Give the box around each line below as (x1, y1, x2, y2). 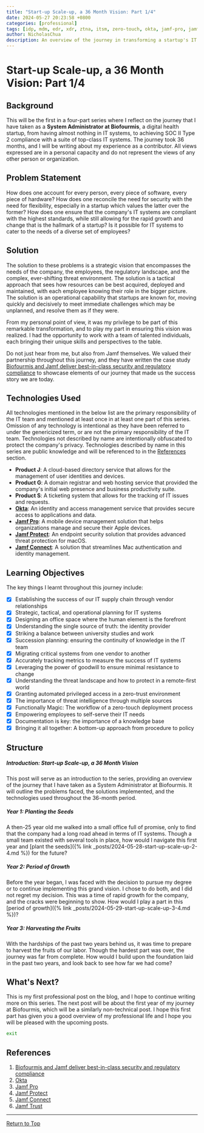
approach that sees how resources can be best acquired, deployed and (6, 281, 185, 288)
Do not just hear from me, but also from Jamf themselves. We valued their (6, 350, 191, 357)
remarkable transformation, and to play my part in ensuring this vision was (6, 325, 192, 332)
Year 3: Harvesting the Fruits (6, 925, 81, 932)
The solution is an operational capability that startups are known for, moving (6, 294, 197, 301)
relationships (15, 602, 47, 610)
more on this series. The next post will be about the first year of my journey (6, 999, 195, 1007)
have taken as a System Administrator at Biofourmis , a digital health (6, 123, 179, 130)
